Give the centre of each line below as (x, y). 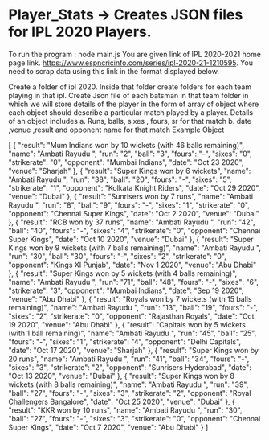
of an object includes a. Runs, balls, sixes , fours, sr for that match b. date (130, 121)
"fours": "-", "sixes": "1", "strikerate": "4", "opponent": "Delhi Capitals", (125, 341)
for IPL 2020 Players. (80, 32)
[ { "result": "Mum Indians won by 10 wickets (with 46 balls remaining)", (126, 145)
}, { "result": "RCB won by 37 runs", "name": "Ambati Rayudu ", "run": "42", (132, 222)
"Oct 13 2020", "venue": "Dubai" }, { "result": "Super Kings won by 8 (122, 376)
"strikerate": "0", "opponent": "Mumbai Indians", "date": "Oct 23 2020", (126, 162)
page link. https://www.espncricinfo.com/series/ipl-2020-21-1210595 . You (131, 63)
